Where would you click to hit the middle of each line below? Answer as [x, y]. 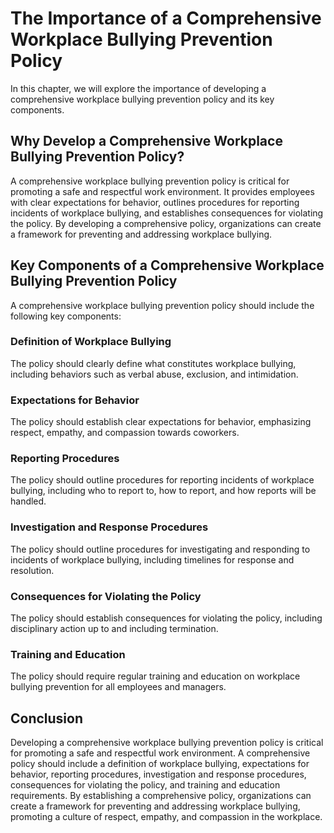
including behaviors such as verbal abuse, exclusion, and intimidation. [154, 374]
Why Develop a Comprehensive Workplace [146, 141]
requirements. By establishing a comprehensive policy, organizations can [161, 796]
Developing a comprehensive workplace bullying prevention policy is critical [167, 743]
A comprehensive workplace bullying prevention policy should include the [162, 305]
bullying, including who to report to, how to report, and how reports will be [163, 491]
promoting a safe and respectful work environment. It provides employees [162, 191]
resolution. [32, 570]
